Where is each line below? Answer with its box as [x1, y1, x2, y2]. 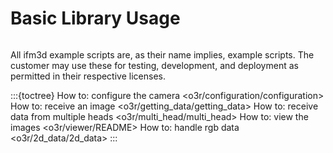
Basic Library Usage [10, 7, 181, 30]
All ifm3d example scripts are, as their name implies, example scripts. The [10, 48, 315, 61]
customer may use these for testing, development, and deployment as [10, 59, 299, 71]
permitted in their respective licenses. [10, 70, 166, 82]
